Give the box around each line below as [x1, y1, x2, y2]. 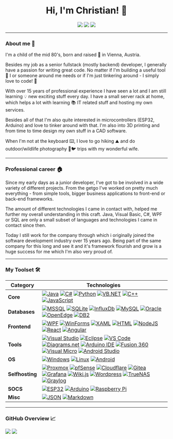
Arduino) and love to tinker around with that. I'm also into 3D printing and [5, 122, 160, 129]
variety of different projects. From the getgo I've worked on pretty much [5, 185, 158, 191]
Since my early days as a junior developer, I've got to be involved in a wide [5, 179, 164, 186]
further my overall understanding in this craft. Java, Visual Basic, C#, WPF [5, 211, 162, 217]
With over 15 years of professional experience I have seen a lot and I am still [5, 88, 166, 94]
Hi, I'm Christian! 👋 [45, 5, 128, 16]
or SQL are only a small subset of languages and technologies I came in [5, 216, 158, 223]
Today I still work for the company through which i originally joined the [5, 232, 154, 238]
